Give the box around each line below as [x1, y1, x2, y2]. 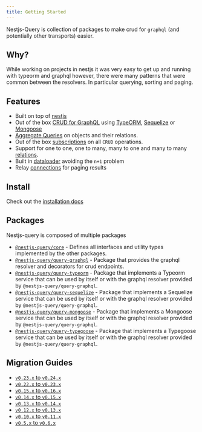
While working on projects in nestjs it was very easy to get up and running [6, 66, 191, 73]
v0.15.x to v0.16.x [15, 386, 62, 394]
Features [6, 96, 41, 106]
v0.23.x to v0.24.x [15, 374, 62, 381]
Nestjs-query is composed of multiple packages [6, 231, 126, 239]
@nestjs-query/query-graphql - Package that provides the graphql [15, 256, 180, 263]
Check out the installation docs [6, 198, 83, 205]
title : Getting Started [6, 9, 67, 15]
